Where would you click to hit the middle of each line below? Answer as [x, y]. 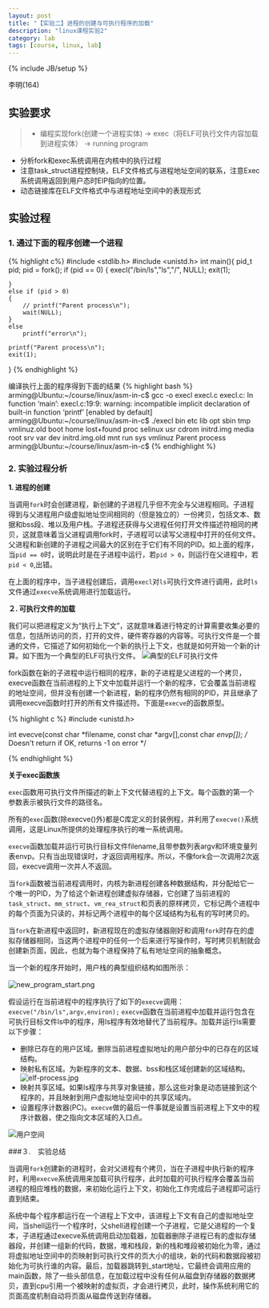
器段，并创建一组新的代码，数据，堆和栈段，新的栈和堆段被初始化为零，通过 [134, 1245]
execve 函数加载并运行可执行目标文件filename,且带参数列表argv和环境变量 [129, 846]
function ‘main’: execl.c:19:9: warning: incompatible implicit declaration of [129, 403]
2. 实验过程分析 [38, 468]
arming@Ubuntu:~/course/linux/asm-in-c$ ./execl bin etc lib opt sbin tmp [129, 420]
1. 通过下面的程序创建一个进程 [66, 243]
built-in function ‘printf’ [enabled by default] [80, 412]
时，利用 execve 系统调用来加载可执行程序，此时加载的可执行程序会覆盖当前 [131, 1178]
